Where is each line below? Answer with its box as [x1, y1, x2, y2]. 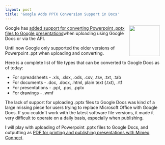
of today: [5, 64, 24, 71]
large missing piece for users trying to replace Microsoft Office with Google [5, 104, 158, 110]
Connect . [5, 135, 24, 141]
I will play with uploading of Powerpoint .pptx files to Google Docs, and [5, 124, 148, 130]
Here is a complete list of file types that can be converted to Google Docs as [5, 60, 160, 65]
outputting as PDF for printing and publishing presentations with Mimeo [5, 129, 150, 135]
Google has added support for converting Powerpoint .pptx [5, 25, 125, 31]
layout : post [5, 7, 32, 12]
